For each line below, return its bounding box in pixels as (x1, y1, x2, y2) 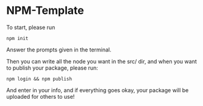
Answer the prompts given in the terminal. (6, 46, 112, 53)
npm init (6, 35, 29, 41)
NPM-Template (6, 4, 84, 18)
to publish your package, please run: (6, 64, 99, 71)
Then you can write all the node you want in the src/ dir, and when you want (6, 58, 197, 65)
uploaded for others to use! (6, 93, 75, 100)
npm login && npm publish (6, 76, 72, 82)
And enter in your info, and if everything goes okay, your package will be (6, 86, 189, 94)
